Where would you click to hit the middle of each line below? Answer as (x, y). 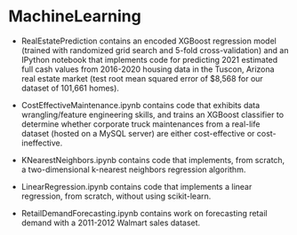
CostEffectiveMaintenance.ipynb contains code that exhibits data (140, 105)
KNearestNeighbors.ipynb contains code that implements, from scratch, (153, 160)
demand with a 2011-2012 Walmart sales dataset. (111, 223)
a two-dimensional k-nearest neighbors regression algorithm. (133, 169)
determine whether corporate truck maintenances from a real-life (140, 124)
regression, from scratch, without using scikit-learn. (116, 196)
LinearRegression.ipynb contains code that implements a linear (136, 186)
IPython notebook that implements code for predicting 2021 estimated (149, 59)
